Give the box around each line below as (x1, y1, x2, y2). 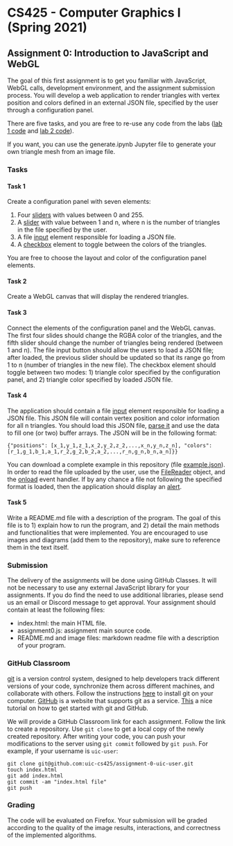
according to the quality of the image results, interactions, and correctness (7, 823, 221, 831)
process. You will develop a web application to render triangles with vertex (7, 92, 221, 99)
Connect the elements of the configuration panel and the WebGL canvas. (7, 324, 216, 332)
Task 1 (7, 182, 26, 190)
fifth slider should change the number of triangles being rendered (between (7, 338, 223, 347)
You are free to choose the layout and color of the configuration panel (7, 254, 207, 262)
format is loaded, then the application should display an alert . (7, 482, 182, 490)
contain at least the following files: (7, 605, 105, 614)
